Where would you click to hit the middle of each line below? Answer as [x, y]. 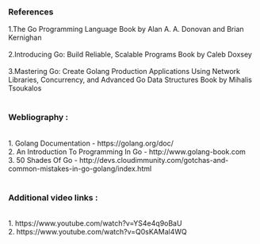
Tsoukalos [25, 88]
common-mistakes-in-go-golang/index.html [80, 168]
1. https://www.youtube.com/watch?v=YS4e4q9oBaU [95, 223]
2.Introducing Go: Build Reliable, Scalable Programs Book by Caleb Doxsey [130, 55]
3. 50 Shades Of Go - [43, 160]
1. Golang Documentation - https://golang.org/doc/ [91, 143]
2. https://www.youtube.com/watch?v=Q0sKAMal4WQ [98, 231]
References [31, 12]
